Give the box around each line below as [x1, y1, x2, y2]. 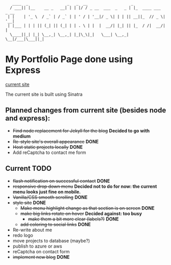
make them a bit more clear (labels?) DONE [28, 216, 119, 222]
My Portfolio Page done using [5, 54, 133, 65]
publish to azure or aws [12, 243, 62, 249]
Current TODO [5, 164, 52, 173]
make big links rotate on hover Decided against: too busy [20, 210, 142, 216]
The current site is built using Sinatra [5, 91, 83, 97]
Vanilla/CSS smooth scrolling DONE [12, 194, 88, 200]
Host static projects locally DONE [12, 144, 83, 150]
